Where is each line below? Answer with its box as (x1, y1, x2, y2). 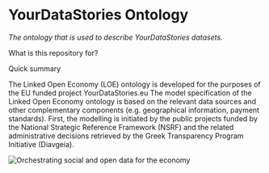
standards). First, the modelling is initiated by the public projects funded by (8, 113, 258, 123)
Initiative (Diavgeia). (8, 139, 74, 149)
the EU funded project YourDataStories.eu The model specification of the (8, 87, 252, 98)
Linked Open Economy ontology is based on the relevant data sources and (8, 96, 257, 106)
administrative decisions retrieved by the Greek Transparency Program (8, 131, 244, 141)
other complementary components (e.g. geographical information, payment (8, 105, 260, 115)
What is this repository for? (8, 48, 99, 57)
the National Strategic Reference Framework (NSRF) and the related (8, 122, 234, 132)
